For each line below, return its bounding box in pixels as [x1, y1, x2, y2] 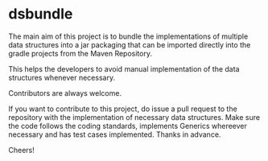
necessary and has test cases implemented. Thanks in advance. [8, 130, 221, 139]
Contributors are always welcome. [8, 88, 122, 97]
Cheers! [8, 145, 35, 155]
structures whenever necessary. [8, 72, 115, 82]
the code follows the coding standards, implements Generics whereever [8, 121, 248, 130]
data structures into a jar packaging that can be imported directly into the [8, 39, 251, 49]
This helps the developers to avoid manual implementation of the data [8, 64, 240, 73]
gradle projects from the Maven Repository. [8, 48, 153, 58]
